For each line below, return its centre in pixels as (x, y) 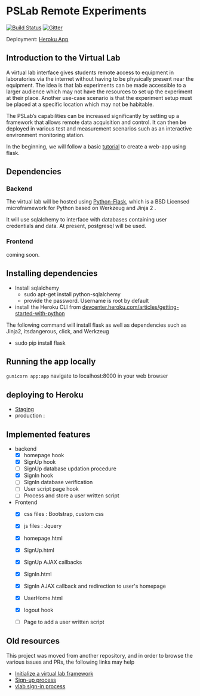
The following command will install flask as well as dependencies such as (96, 325)
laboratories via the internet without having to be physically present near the (100, 78)
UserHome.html (43, 598)
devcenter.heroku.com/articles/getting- (130, 307)
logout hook (39, 610)
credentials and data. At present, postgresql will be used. (76, 226)
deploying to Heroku (45, 395)
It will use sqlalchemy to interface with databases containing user (87, 220)
